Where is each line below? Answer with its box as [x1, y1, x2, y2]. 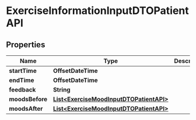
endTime [9, 76, 34, 84]
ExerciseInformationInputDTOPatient [6, 4, 190, 17]
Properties [6, 40, 45, 50]
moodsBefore [9, 95, 48, 103]
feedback [9, 86, 36, 94]
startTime [9, 67, 37, 75]
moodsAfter [9, 105, 43, 112]
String [52, 86, 71, 94]
